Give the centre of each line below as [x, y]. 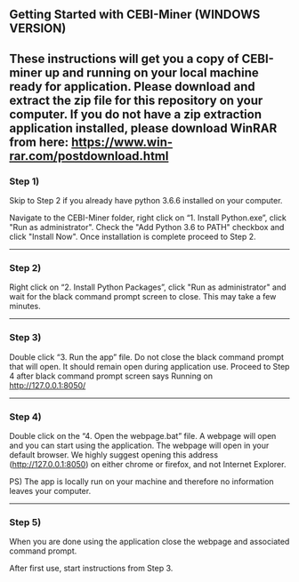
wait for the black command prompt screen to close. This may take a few [143, 297]
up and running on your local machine [152, 72]
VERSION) [38, 29]
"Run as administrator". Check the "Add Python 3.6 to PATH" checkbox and [147, 227]
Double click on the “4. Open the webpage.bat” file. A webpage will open [143, 435]
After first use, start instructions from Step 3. [91, 569]
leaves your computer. [50, 490]
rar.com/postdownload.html [89, 156]
